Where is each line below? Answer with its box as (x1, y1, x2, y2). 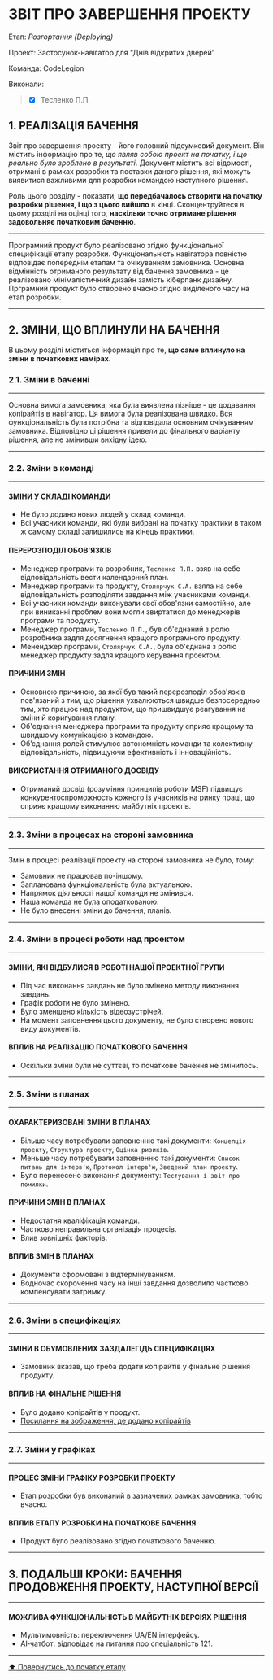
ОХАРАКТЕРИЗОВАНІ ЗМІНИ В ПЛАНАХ (8, 1117, 151, 1127)
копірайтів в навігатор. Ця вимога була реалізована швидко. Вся (8, 408, 233, 418)
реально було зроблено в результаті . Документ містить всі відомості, (8, 158, 253, 168)
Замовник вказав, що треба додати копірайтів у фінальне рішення (19, 1362, 251, 1372)
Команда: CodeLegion (8, 63, 84, 73)
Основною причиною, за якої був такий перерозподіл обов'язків (19, 687, 245, 696)
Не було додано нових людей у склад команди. (19, 509, 186, 519)
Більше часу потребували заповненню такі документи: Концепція (19, 1136, 246, 1145)
